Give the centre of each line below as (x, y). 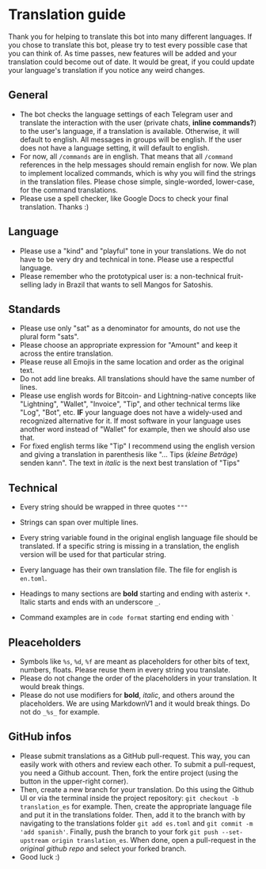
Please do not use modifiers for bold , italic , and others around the (127, 695)
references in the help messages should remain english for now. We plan (138, 165)
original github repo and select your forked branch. (103, 848)
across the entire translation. (66, 353)
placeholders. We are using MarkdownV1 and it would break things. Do (135, 703)
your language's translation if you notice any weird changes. (107, 70)
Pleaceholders (45, 642)
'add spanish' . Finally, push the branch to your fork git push (119, 831)
